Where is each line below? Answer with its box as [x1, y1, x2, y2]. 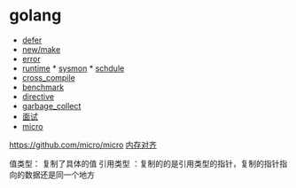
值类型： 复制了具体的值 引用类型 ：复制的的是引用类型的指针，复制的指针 [9, 158, 280, 168]
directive [21, 90, 55, 102]
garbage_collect [21, 100, 82, 111]
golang [9, 5, 62, 26]
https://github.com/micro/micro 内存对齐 [9, 139, 158, 150]
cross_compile [21, 72, 75, 82]
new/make [21, 43, 61, 54]
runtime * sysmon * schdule [21, 63, 125, 74]
